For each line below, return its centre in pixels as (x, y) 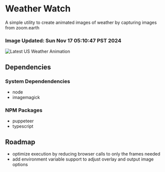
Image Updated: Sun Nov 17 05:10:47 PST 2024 (63, 40)
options (20, 165)
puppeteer (23, 121)
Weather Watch (38, 9)
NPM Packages (24, 110)
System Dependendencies (38, 81)
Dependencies (28, 67)
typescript (23, 126)
